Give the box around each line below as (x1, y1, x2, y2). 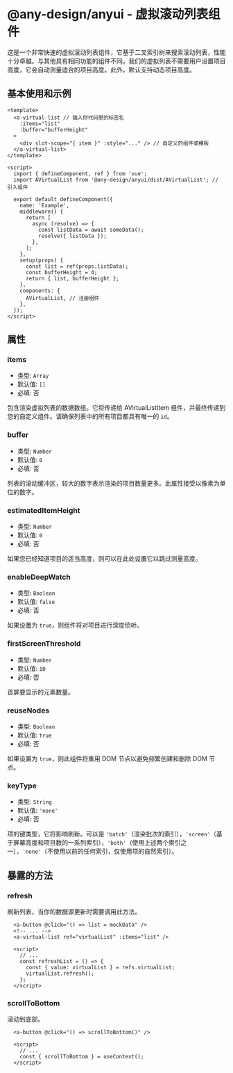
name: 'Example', (19, 202, 70, 209)
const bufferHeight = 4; (25, 269, 98, 276)
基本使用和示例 (7, 88, 71, 100)
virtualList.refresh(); (25, 970, 95, 977)
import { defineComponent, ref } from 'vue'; (13, 170, 148, 177)
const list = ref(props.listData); (25, 262, 129, 270)
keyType (7, 781, 37, 790)
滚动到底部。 (7, 1015, 44, 1024)
